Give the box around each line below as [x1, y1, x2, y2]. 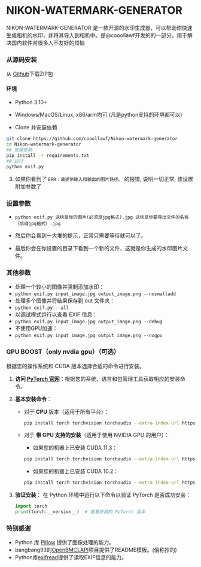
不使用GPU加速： [14, 325, 58, 332]
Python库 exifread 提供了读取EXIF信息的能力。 [14, 554, 127, 561]
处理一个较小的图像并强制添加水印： [14, 283, 105, 290]
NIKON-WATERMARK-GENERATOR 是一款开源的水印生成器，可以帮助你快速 [6, 24, 193, 31]
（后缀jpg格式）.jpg [14, 220, 61, 226]
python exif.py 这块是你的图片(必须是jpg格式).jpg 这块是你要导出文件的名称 [14, 214, 190, 220]
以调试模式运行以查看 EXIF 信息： [14, 311, 98, 318]
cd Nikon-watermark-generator [6, 141, 82, 147]
